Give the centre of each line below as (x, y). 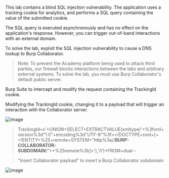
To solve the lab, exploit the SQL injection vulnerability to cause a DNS (78, 48)
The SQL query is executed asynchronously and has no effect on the (77, 28)
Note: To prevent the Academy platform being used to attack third (86, 63)
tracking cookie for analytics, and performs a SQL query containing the (79, 13)
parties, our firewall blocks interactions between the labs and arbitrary (91, 69)
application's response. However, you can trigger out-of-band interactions (83, 33)
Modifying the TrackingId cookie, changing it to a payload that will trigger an (85, 104)
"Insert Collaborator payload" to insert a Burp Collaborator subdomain (91, 160)
